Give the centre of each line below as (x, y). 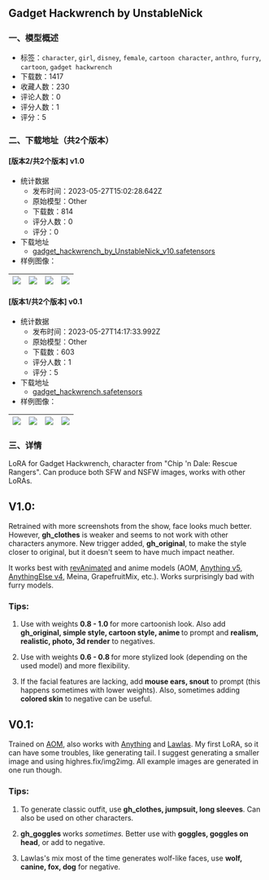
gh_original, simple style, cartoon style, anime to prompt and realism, (139, 633)
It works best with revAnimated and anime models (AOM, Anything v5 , (126, 568)
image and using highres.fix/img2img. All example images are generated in (133, 762)
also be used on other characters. (77, 817)
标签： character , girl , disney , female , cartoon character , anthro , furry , (141, 57)
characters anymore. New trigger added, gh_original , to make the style (128, 543)
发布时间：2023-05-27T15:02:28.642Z (97, 191)
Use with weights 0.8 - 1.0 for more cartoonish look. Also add (123, 624)
